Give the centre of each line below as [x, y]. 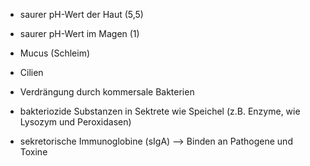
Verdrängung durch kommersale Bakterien [107, 92]
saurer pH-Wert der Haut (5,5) [81, 14]
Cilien [31, 72]
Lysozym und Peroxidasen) [75, 122]
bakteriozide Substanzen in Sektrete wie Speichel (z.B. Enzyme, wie [160, 111]
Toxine [33, 152]
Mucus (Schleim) [55, 53]
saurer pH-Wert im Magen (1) [79, 33]
